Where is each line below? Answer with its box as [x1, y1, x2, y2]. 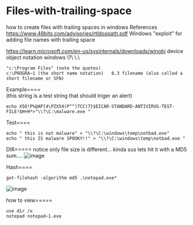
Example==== [6, 85, 41, 92]
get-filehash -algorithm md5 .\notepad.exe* [6, 175, 117, 181]
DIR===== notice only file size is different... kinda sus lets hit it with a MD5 [6, 145, 187, 153]
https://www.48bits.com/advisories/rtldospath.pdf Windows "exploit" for [6, 29, 182, 37]
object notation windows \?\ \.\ [6, 54, 80, 61]
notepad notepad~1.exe [6, 213, 62, 219]
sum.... [6, 152, 23, 159]
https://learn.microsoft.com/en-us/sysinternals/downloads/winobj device [6, 47, 184, 54]
